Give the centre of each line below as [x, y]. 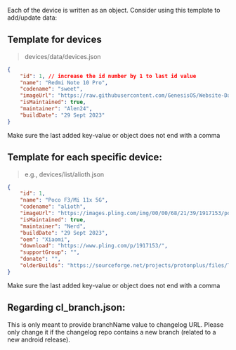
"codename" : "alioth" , [53, 207]
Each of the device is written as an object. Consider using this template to [114, 10]
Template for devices [54, 40]
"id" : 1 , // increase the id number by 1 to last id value [108, 76]
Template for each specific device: [85, 157]
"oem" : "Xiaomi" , [45, 239]
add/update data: [32, 18]
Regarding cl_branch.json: [66, 307]
